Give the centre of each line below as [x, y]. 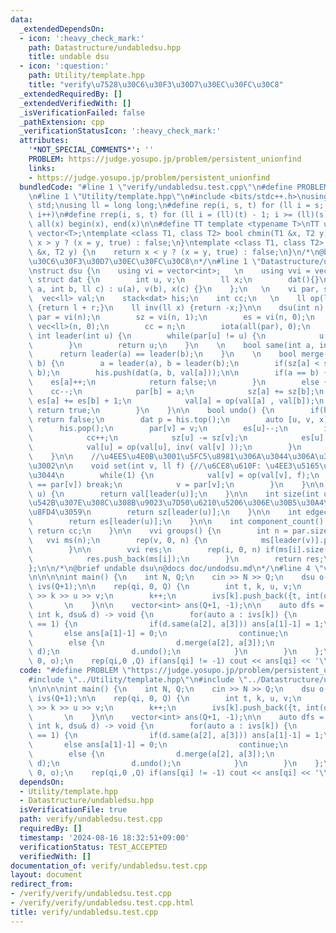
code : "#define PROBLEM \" [75, 671]
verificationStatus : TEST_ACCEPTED [93, 847]
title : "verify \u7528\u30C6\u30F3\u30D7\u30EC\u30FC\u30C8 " [156, 85]
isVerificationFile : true [73, 810]
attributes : [44, 141]
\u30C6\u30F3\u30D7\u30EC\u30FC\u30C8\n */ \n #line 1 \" [145, 261]
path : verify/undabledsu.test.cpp [91, 819]
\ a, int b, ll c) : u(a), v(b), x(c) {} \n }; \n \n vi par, [174, 289]
